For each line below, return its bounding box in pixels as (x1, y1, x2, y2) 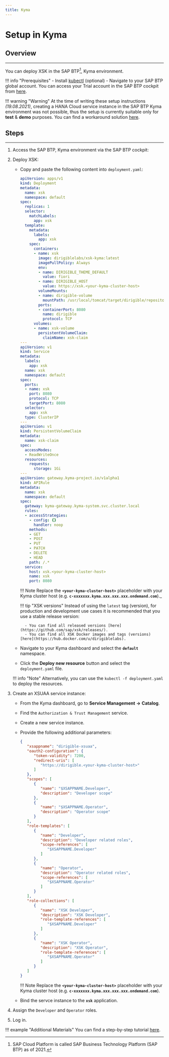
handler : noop (33, 522, 63, 527)
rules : (24, 508, 39, 513)
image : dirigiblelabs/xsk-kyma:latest (38, 255, 120, 261)
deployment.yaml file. (20, 665, 63, 672)
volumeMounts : (38, 288, 68, 293)
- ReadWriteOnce (24, 452, 59, 457)
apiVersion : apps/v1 (20, 176, 63, 181)
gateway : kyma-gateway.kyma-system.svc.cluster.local (24, 504, 140, 509)
